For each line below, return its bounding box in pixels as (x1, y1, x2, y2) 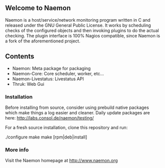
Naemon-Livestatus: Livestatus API (12, 76, 84, 82)
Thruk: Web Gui (12, 81, 44, 87)
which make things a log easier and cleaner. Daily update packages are (5, 109, 150, 115)
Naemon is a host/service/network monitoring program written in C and (5, 17, 151, 23)
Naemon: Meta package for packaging (12, 65, 91, 71)
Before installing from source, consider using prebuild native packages (5, 104, 149, 110)
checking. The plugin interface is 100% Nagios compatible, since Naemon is (5, 33, 161, 38)
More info (5, 146, 29, 153)
